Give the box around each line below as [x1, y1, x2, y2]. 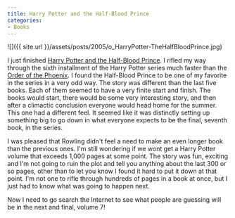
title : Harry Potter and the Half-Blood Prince [7, 10, 150, 18]
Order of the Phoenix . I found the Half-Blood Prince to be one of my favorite [7, 71, 227, 79]
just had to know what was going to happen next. [7, 182, 150, 191]
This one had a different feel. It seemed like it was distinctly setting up [7, 108, 210, 117]
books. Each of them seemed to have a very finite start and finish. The [7, 86, 211, 95]
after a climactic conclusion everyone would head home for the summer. [7, 101, 217, 110]
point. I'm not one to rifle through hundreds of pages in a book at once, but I [7, 174, 228, 183]
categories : [7, 17, 42, 24]
